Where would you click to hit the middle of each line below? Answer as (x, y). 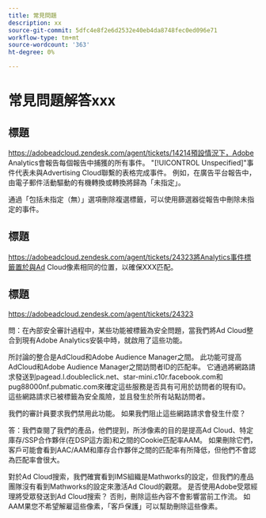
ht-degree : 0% (32, 52)
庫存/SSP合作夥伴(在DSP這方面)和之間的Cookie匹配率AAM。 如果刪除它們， (133, 440)
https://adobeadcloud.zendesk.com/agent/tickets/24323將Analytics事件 (126, 257)
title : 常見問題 (32, 15)
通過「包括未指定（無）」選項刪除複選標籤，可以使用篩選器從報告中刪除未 (128, 199)
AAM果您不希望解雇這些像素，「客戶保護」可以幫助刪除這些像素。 (115, 506)
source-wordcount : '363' (49, 45)
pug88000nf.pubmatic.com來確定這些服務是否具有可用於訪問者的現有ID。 (129, 386)
